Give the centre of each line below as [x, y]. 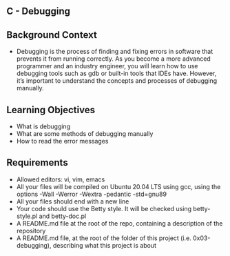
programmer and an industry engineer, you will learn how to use [107, 66]
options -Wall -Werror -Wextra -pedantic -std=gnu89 [91, 194]
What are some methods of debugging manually [85, 134]
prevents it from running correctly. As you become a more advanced [113, 59]
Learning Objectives [51, 110]
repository [31, 230]
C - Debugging [38, 11]
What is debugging [43, 126]
